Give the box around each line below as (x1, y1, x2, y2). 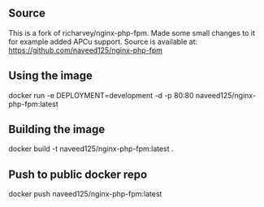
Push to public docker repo (8, 167, 148, 181)
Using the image (8, 69, 93, 83)
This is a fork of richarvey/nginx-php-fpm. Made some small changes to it (8, 28, 256, 37)
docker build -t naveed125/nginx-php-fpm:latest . (8, 144, 174, 153)
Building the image (8, 123, 106, 136)
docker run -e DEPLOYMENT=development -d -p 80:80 (8, 90, 194, 100)
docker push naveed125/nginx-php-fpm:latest (8, 189, 162, 199)
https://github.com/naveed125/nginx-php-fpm (8, 45, 163, 55)
